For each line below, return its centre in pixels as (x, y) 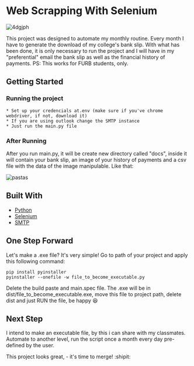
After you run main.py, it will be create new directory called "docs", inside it (96, 153)
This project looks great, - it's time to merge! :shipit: (68, 357)
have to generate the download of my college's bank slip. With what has (93, 45)
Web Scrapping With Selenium (82, 11)
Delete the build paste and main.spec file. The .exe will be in (78, 288)
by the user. (40, 345)
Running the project (35, 99)
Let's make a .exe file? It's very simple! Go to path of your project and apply (97, 255)
